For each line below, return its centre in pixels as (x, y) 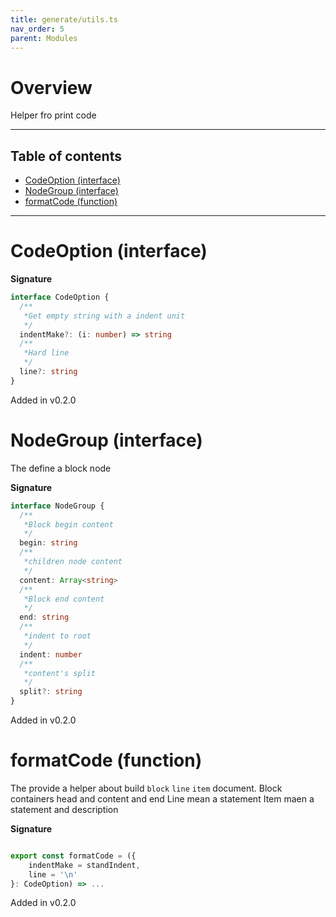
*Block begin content (68, 524)
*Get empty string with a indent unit (104, 316)
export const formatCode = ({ (73, 856)
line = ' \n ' (53, 874)
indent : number (51, 654)
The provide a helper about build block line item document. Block (146, 788)
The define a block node (61, 468)
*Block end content (64, 599)
